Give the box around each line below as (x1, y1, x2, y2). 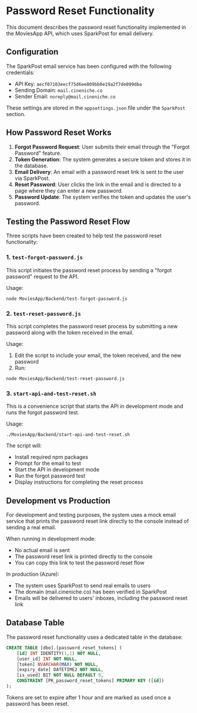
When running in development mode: (6, 535, 96, 543)
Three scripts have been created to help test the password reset (6, 232, 162, 239)
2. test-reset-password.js (6, 309, 81, 318)
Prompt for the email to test (14, 460, 81, 467)
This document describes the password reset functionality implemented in (6, 24, 186, 31)
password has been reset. (6, 700, 69, 707)
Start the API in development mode (14, 466, 100, 473)
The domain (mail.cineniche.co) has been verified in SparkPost (14, 588, 168, 596)
